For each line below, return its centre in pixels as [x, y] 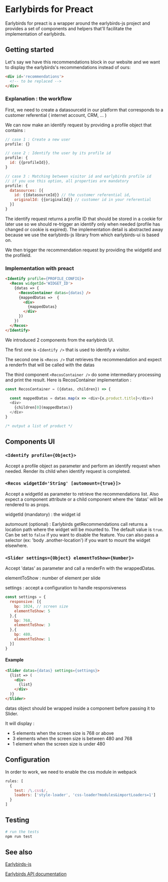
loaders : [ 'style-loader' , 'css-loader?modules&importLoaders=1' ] [85, 795]
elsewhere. [17, 546]
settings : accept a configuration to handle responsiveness [66, 588]
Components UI [30, 442]
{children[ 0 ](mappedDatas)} [43, 408]
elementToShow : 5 [32, 611]
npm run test [19, 836]
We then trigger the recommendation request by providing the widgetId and [83, 250]
